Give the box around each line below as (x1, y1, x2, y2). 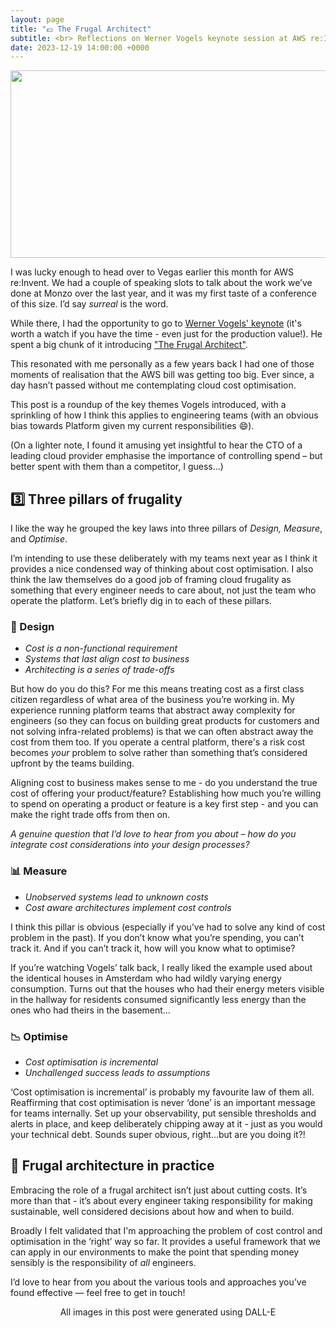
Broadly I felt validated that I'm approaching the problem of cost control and (10, 1224, 323, 1236)
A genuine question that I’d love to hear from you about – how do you (10, 828, 297, 840)
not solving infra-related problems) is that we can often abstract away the (10, 726, 314, 738)
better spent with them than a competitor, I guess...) (10, 461, 224, 473)
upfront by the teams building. (10, 757, 135, 770)
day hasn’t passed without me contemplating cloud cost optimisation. (10, 379, 297, 391)
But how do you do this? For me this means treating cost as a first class (10, 683, 305, 695)
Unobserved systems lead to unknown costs (24, 891, 209, 903)
